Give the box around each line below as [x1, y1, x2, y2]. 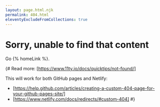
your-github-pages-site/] [12, 91, 66, 97]
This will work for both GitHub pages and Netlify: [5, 75, 108, 82]
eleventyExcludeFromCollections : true [5, 17, 88, 22]
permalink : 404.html [5, 12, 49, 17]
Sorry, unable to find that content [5, 39, 149, 50]
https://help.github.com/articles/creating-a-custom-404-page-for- [14, 85, 155, 92]
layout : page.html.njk [5, 7, 54, 13]
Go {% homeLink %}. [5, 56, 50, 62]
